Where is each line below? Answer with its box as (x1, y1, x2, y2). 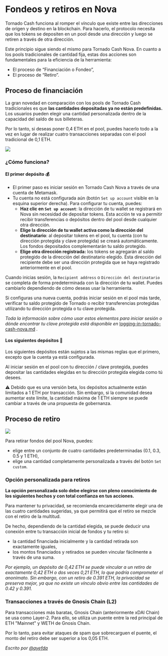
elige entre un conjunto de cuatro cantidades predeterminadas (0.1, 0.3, (12, 447, 161, 453)
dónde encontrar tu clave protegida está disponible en (5, 320, 119, 326)
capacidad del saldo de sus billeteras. (5, 116, 84, 122)
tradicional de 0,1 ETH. (5, 136, 52, 142)
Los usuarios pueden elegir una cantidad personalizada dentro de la (5, 110, 146, 116)
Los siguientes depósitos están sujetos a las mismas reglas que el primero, (5, 349, 160, 355)
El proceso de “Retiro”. (12, 72, 59, 78)
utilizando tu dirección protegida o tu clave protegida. (5, 305, 116, 311)
